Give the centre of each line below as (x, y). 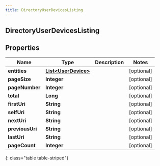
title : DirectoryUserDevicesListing (44, 10)
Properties (22, 48)
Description (110, 62)
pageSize (20, 79)
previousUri (22, 129)
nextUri (17, 120)
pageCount (22, 145)
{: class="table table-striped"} (37, 158)
